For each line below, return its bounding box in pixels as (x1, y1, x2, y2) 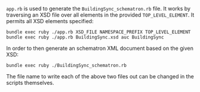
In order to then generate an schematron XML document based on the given (6, 45, 194, 52)
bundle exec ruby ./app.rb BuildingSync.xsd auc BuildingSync (6, 34, 164, 40)
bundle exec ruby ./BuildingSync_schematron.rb (6, 62, 127, 68)
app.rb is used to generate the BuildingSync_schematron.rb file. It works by (6, 5, 191, 12)
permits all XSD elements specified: (6, 18, 94, 24)
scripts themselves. (6, 80, 55, 86)
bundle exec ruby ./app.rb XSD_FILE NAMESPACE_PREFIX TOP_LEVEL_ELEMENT (6, 29, 191, 35)
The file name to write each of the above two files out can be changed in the (6, 73, 194, 80)
